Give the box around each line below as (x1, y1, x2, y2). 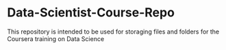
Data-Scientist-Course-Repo (7, 5, 175, 21)
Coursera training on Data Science (7, 34, 105, 42)
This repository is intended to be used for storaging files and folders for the (7, 27, 220, 36)
